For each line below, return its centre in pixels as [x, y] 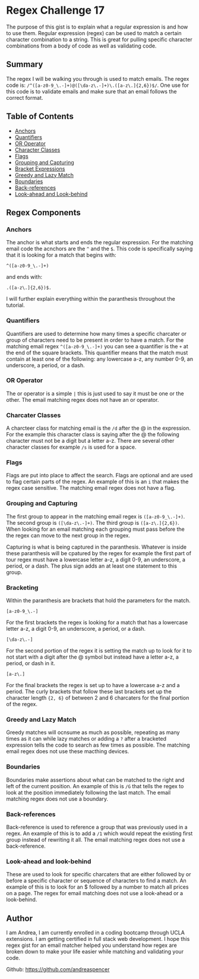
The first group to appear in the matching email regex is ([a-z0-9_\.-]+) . [96, 516]
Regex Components [44, 213]
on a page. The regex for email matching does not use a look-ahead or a [94, 893]
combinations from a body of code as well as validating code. [81, 46]
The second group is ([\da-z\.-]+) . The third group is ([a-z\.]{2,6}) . [93, 522]
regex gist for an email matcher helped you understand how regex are [91, 945]
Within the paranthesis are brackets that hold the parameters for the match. [99, 600]
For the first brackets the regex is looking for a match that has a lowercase [97, 622]
